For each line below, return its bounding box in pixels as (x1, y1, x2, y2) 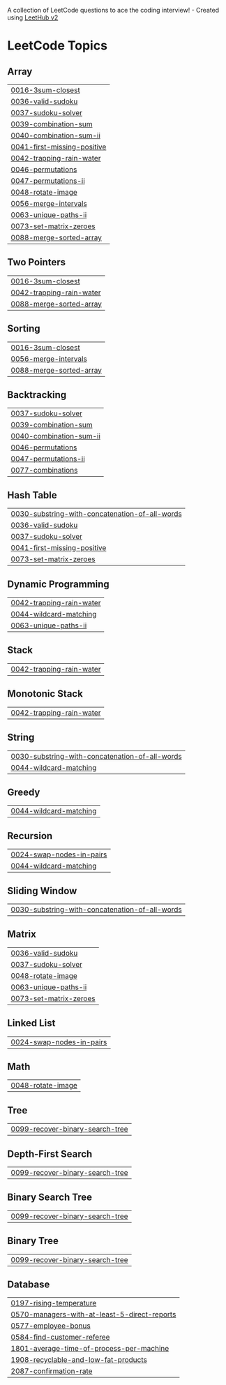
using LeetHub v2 (7, 13, 59, 22)
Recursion (7, 830, 53, 842)
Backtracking (7, 389, 67, 401)
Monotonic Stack (7, 688, 84, 700)
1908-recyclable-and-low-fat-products (10, 1355, 148, 1365)
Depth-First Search (7, 1148, 93, 1160)
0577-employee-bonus (10, 1321, 91, 1331)
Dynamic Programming (7, 578, 110, 590)
